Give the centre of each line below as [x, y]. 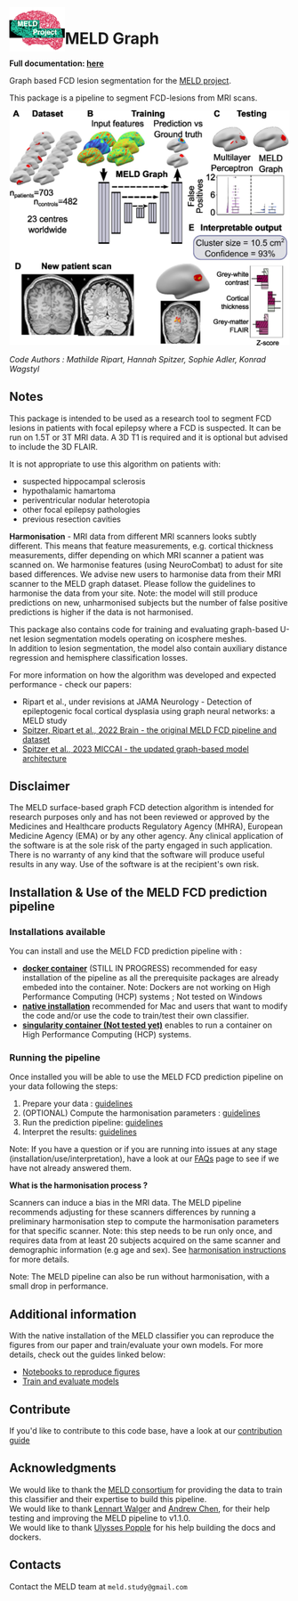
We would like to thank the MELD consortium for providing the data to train [146, 1490]
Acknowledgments [63, 1468]
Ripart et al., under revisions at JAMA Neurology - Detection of [137, 702]
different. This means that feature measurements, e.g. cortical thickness [141, 546]
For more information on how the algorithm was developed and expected [143, 675]
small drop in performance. [59, 1286]
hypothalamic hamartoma [68, 491]
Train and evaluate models [71, 1381]
